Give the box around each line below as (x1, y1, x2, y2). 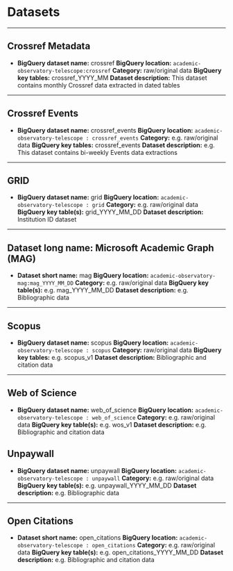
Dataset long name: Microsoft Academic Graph (7, 242, 214, 254)
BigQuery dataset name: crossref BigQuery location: (17, 58, 172, 67)
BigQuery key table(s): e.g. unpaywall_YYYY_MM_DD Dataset (17, 481, 197, 490)
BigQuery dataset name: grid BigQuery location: (17, 193, 159, 201)
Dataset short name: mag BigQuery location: (17, 272, 149, 280)
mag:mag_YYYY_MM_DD (17, 280, 74, 287)
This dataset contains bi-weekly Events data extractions (17, 148, 178, 156)
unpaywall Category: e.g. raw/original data (92, 474, 214, 482)
